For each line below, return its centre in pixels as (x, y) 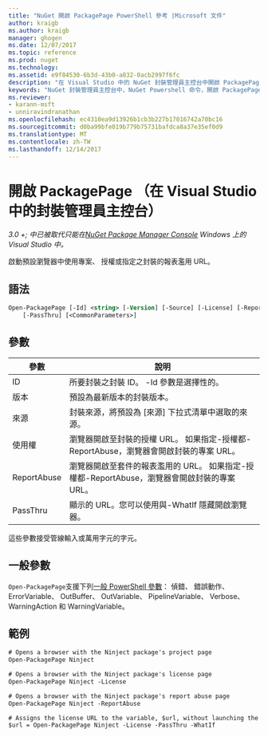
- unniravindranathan (44, 112)
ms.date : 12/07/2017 (43, 45)
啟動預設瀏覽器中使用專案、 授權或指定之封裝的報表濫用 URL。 (112, 262)
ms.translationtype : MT (48, 134)
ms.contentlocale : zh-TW (49, 142)
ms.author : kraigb (39, 30)
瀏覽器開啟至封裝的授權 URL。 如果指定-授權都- (160, 439)
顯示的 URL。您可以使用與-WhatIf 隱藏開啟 (150, 505)
